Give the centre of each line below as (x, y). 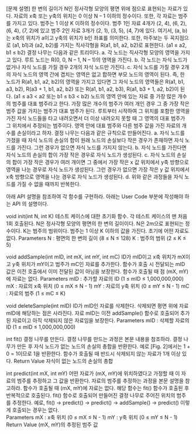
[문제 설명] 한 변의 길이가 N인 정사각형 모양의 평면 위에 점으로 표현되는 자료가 (94, 8)
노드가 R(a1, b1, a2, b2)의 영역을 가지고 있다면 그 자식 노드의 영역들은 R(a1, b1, (96, 82)
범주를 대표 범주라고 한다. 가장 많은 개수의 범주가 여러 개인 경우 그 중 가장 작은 (101, 104)
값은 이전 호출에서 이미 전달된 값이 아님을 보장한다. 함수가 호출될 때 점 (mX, (92, 271)
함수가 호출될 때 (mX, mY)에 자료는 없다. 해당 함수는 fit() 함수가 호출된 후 (106, 388)
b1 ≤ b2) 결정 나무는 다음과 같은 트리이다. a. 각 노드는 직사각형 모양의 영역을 (93, 52)
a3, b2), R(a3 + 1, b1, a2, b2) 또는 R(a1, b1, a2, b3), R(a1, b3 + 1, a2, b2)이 (92, 89)
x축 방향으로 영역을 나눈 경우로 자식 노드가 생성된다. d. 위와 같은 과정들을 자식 (94, 177)
